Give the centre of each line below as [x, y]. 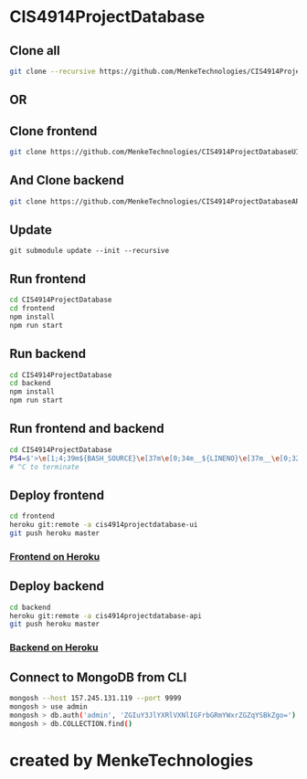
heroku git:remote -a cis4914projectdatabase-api [106, 616]
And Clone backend [67, 180]
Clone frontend [53, 131]
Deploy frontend [57, 495]
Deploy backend [57, 586]
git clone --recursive [53, 71]
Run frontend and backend [87, 429]
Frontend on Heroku [55, 556]
